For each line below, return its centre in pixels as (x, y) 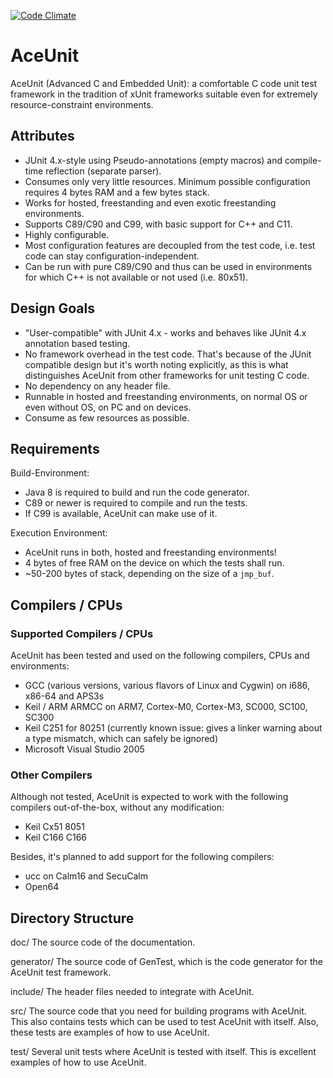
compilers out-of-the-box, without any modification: (117, 807)
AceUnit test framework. (61, 972)
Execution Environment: (59, 533)
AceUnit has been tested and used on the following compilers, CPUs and (160, 656)
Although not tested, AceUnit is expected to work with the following (149, 797)
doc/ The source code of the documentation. (103, 942)
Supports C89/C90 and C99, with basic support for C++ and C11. (158, 224)
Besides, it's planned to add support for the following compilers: (142, 857)
